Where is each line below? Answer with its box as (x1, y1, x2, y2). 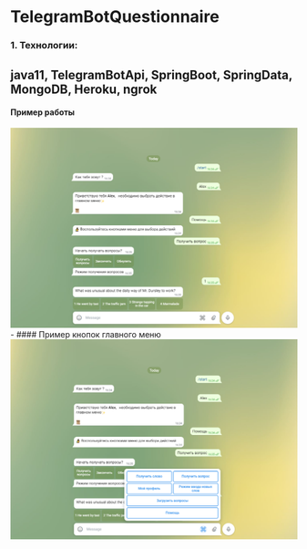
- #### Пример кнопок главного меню (10, 328, 162, 339)
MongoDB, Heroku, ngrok (10, 81, 158, 97)
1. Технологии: (10, 39, 78, 52)
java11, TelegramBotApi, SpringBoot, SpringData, (10, 67, 292, 83)
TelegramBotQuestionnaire (10, 6, 220, 27)
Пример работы (10, 107, 76, 118)
